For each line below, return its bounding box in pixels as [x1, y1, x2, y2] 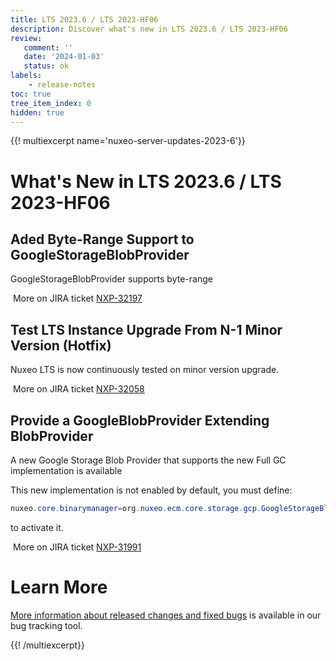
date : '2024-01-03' [23, 52, 105, 62]
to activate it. [10, 521, 64, 533]
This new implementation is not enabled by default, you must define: [10, 484, 293, 496]
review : [10, 33, 43, 43]
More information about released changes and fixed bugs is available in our [10, 609, 322, 621]
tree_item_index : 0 [10, 98, 92, 108]
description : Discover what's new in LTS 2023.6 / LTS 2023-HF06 [10, 24, 288, 34]
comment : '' [23, 42, 74, 53]
